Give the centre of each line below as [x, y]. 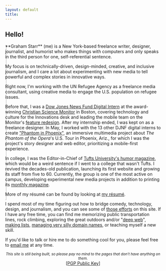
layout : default [22, 10]
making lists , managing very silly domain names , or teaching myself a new [81, 225]
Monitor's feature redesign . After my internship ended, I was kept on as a [80, 122]
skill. [10, 230]
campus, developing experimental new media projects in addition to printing [82, 179]
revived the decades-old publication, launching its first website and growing [83, 169]
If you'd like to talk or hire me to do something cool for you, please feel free [82, 240]
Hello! [14, 34]
